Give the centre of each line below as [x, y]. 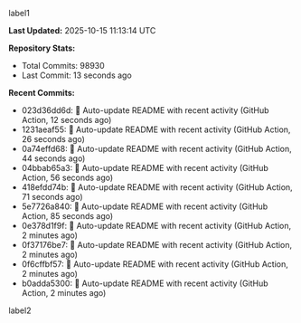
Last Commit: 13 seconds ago [76, 75]
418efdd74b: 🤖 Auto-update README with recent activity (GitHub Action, [157, 187]
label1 [19, 13]
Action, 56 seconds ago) [67, 177]
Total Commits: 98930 [63, 66]
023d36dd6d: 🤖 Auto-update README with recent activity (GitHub [145, 110]
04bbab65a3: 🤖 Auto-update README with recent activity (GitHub [145, 168]
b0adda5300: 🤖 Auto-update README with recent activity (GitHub [145, 283]
